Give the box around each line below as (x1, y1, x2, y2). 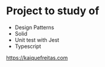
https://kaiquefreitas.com (6, 54, 68, 61)
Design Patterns (14, 24, 55, 31)
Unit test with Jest (14, 36, 59, 43)
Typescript (14, 43, 42, 50)
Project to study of (6, 4, 100, 18)
